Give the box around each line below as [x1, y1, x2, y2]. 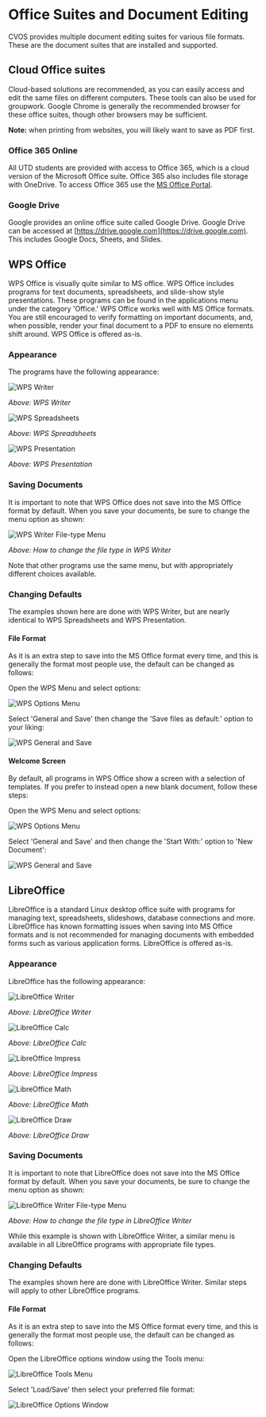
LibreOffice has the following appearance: [8, 976, 146, 986]
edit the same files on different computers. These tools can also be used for [8, 93, 256, 102]
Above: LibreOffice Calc [8, 1038, 87, 1048]
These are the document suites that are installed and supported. [8, 40, 218, 49]
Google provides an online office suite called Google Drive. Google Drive [8, 218, 245, 227]
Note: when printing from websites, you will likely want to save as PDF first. [8, 125, 256, 134]
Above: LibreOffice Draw [8, 1130, 90, 1140]
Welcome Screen [8, 756, 66, 766]
